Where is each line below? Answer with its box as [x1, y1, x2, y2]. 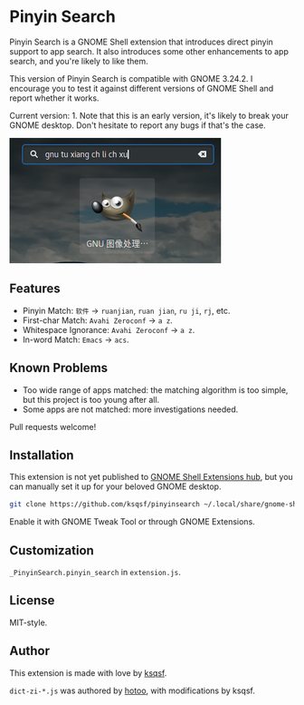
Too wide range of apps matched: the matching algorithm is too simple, [22, 384, 289, 396]
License [9, 592, 55, 609]
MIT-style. [9, 617, 48, 628]
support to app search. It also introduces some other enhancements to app [9, 45, 290, 56]
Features [9, 281, 61, 297]
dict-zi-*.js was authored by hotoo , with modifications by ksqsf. [9, 685, 255, 696]
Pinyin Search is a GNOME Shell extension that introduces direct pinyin [9, 36, 274, 47]
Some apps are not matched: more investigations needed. [22, 404, 239, 415]
